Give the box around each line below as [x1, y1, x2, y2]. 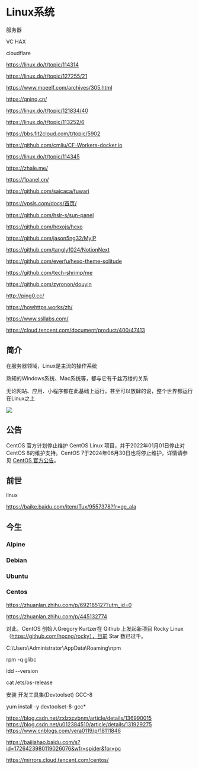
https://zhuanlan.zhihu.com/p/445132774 [6, 612, 108, 620]
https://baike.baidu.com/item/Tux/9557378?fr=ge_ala [6, 503, 137, 510]
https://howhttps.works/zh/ [6, 303, 73, 310]
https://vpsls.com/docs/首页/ [6, 199, 77, 206]
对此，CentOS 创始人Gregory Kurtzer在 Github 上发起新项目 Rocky [6, 625, 169, 632]
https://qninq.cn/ [6, 96, 47, 103]
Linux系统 [6, 5, 55, 19]
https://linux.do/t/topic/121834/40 [6, 107, 89, 114]
